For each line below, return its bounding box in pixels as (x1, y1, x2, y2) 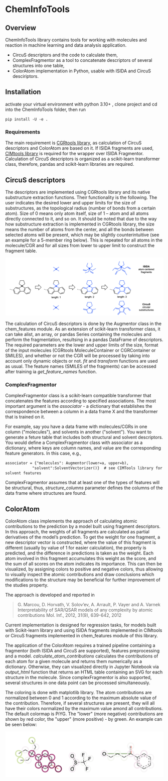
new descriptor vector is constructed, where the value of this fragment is (5, 539, 156, 545)
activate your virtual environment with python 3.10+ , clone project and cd (5, 101, 157, 107)
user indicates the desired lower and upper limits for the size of (5, 199, 136, 205)
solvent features (5, 471, 42, 476)
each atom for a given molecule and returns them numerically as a (5, 658, 142, 664)
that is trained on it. (5, 414, 45, 420)
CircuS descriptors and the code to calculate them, (12, 52, 118, 58)
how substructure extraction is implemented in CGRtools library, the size (5, 221, 154, 227)
